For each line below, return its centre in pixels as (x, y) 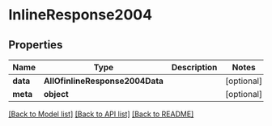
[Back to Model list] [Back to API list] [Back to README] (101, 114)
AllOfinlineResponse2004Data (104, 81)
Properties (36, 45)
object (56, 94)
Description (194, 67)
